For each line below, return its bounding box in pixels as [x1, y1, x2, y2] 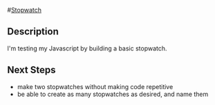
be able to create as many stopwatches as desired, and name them [17, 90, 209, 98]
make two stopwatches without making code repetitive [17, 82, 174, 90]
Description [7, 26, 59, 37]
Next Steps [7, 64, 56, 76]
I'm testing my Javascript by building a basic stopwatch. [7, 44, 167, 52]
